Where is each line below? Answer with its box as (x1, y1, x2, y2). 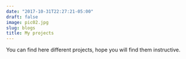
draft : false (6, 14, 38, 20)
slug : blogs (6, 25, 35, 31)
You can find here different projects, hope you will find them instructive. (6, 46, 181, 53)
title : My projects (6, 30, 54, 36)
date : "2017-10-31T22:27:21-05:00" (6, 8, 94, 15)
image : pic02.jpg (6, 19, 49, 25)
